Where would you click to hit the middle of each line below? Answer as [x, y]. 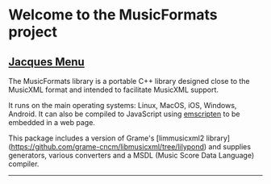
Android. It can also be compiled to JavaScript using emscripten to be [124, 114]
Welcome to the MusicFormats [113, 15]
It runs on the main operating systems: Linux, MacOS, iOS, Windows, [123, 105]
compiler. [24, 164]
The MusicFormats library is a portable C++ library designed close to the [129, 81]
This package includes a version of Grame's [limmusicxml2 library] [119, 138]
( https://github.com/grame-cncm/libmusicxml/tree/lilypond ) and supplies [130, 146]
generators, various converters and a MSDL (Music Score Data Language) [131, 155]
